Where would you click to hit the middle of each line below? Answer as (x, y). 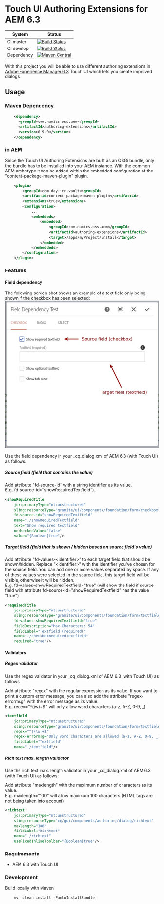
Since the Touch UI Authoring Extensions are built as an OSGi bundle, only (80, 161)
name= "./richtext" (32, 836)
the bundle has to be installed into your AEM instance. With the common (78, 166)
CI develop (18, 48)
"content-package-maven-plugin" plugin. (47, 176)
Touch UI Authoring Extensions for (76, 9)
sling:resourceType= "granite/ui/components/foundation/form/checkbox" (87, 510)
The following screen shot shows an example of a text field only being (75, 293)
